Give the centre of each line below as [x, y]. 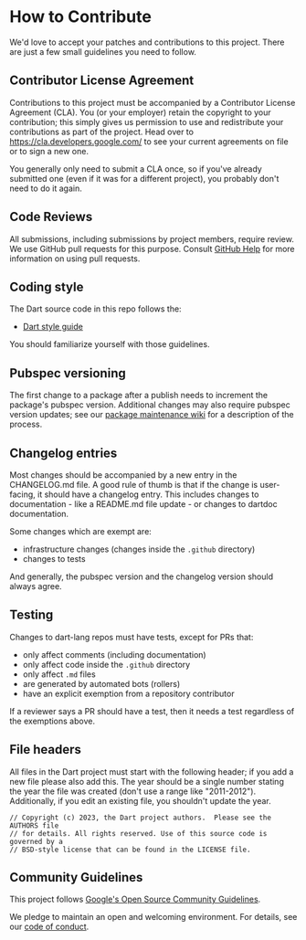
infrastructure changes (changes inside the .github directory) [139, 549]
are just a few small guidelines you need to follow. [103, 51]
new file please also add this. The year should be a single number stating [147, 781]
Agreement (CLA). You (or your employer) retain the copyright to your [140, 112]
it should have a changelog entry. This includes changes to [148, 494]
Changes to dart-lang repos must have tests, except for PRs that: [132, 637]
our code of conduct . [49, 927]
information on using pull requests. [75, 259]
